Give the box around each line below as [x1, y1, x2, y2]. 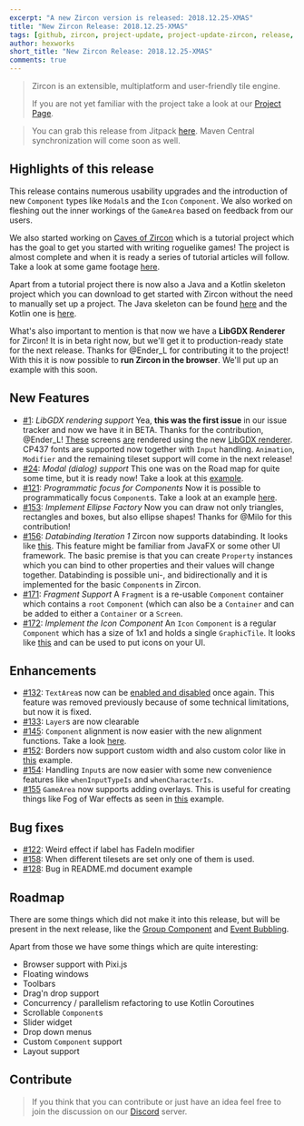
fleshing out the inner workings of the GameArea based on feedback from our [9, 205, 293, 216]
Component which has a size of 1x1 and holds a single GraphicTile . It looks [22, 627, 296, 638]
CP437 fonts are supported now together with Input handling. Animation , [22, 443, 295, 455]
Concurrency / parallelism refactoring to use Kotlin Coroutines [22, 998, 255, 1009]
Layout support [22, 1046, 80, 1057]
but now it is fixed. [22, 707, 93, 718]
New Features [9, 390, 90, 406]
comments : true [9, 55, 67, 65]
